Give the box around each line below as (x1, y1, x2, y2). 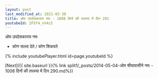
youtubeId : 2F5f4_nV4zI (5, 20, 53, 26)
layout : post (5, 7, 32, 12)
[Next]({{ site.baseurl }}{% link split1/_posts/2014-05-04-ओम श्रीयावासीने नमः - (5, 62, 153, 68)
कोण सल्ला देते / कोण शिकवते (12, 44, 58, 49)
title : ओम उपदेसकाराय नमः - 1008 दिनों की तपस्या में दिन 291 (5, 16, 109, 21)
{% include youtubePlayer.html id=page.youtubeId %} (5, 53, 113, 59)
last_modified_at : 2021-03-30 (5, 12, 67, 16)
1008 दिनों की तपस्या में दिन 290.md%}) (5, 68, 73, 74)
